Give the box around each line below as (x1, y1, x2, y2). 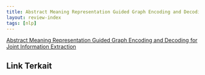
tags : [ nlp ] (6, 20, 37, 26)
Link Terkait (6, 60, 52, 71)
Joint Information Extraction (6, 43, 76, 50)
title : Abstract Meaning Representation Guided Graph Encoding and (6, 8, 182, 15)
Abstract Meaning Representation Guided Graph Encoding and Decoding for (6, 37, 198, 44)
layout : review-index (6, 15, 62, 21)
